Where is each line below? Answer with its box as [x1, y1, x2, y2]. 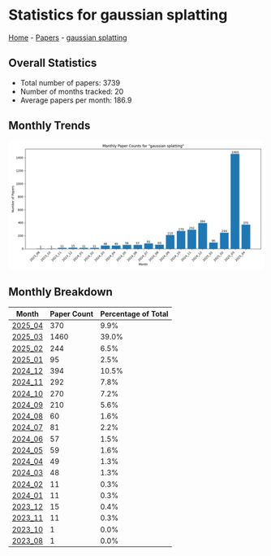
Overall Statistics [8, 56, 97, 70]
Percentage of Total [100, 309, 169, 318]
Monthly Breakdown [8, 285, 114, 299]
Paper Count [49, 309, 94, 318]
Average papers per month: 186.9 [19, 95, 132, 105]
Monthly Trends [8, 119, 91, 133]
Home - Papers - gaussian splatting [8, 33, 127, 42]
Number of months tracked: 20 [19, 86, 124, 96]
